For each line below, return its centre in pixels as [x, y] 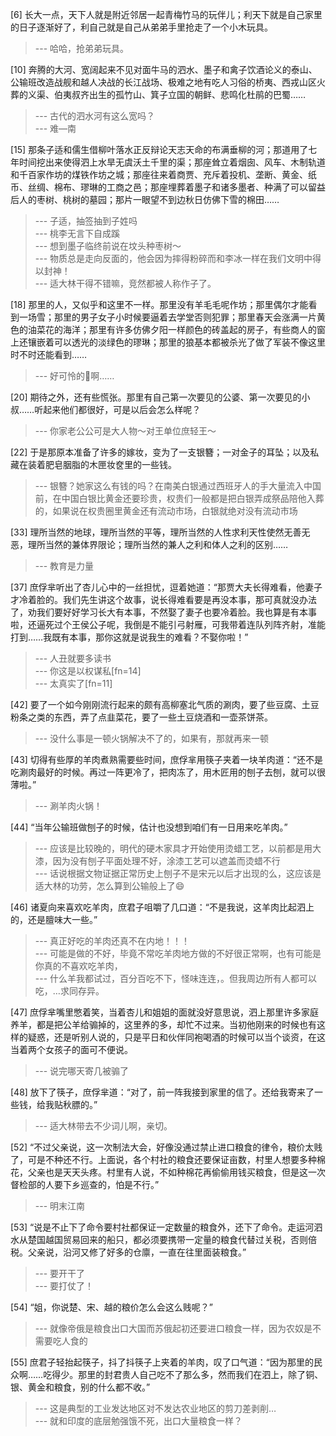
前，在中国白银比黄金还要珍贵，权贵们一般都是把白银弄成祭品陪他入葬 [179, 498]
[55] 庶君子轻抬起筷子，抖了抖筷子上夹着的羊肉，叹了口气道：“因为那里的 [162, 1362]
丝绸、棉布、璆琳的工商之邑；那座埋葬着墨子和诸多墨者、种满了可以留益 [176, 187]
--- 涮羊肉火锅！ [68, 806]
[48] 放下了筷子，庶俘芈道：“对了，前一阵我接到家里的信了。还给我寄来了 [162, 1092]
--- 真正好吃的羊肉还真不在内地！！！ [112, 941]
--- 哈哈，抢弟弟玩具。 [82, 48]
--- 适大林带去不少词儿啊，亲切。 [103, 1126]
